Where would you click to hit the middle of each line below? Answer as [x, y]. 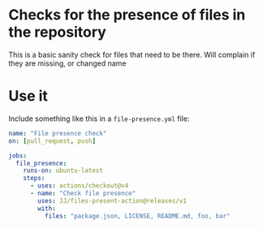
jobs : [17, 156]
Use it [28, 96]
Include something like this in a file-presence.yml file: [99, 118]
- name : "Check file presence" [83, 193]
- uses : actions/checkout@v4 [79, 186]
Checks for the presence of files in [127, 15]
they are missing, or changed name [68, 63]
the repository [58, 32]
